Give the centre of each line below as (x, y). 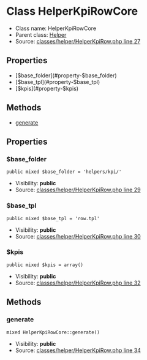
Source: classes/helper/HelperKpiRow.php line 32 (78, 283)
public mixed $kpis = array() (45, 265)
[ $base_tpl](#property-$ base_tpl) (57, 82)
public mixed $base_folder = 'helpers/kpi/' (64, 172)
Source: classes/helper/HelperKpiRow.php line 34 (78, 350)
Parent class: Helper (41, 34)
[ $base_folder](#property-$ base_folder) (66, 75)
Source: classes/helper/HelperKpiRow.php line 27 (78, 41)
